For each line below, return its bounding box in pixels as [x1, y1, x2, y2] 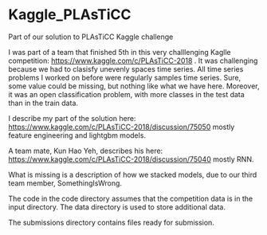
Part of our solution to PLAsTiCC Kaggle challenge [8, 32, 174, 41]
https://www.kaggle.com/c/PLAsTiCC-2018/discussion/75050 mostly [8, 122, 235, 131]
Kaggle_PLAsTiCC [8, 6, 132, 24]
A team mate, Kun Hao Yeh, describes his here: [8, 146, 163, 155]
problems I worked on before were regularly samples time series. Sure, [8, 72, 241, 82]
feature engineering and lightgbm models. [8, 130, 146, 140]
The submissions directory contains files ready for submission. [8, 217, 215, 227]
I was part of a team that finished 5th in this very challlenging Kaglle [8, 47, 231, 57]
